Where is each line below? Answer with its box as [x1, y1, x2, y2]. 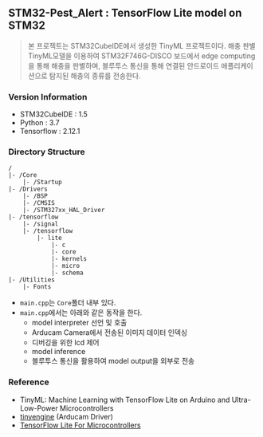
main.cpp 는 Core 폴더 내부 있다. [19, 298, 116, 308]
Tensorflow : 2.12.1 [19, 127, 80, 136]
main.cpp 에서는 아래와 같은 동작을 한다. [19, 308, 143, 317]
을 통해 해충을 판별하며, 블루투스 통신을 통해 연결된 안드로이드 [27, 61, 220, 70]
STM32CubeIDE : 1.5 [19, 109, 88, 119]
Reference [8, 376, 49, 388]
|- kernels [50, 255, 88, 263]
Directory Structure [8, 147, 85, 158]
